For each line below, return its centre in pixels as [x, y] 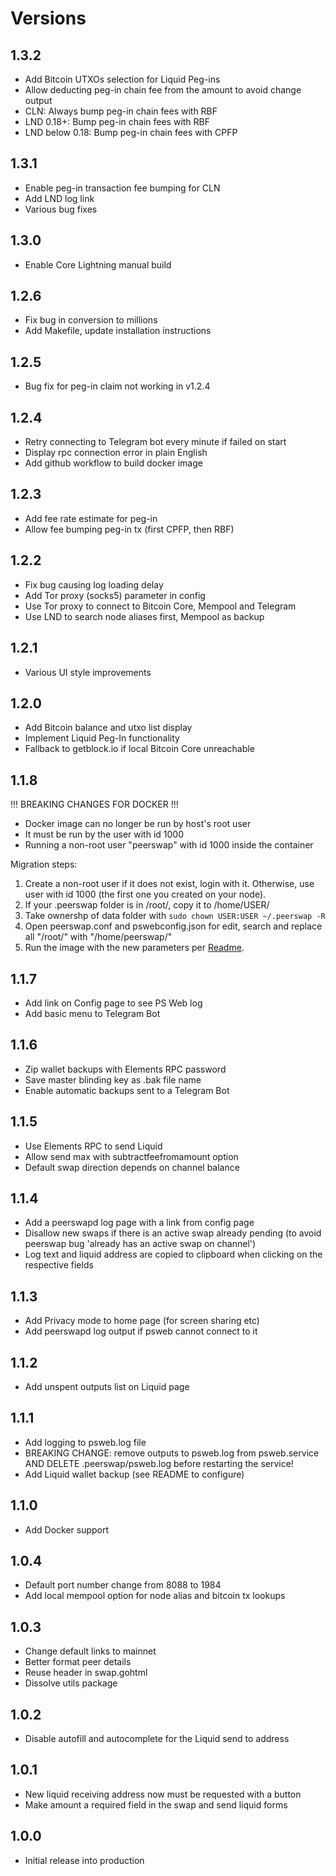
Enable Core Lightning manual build [98, 264]
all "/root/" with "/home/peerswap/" [98, 937]
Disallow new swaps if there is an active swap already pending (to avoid [173, 1233]
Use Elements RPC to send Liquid [93, 1146]
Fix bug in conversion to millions [91, 320]
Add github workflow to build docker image [113, 463]
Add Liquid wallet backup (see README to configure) [134, 1474]
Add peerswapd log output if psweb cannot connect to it [141, 1331]
